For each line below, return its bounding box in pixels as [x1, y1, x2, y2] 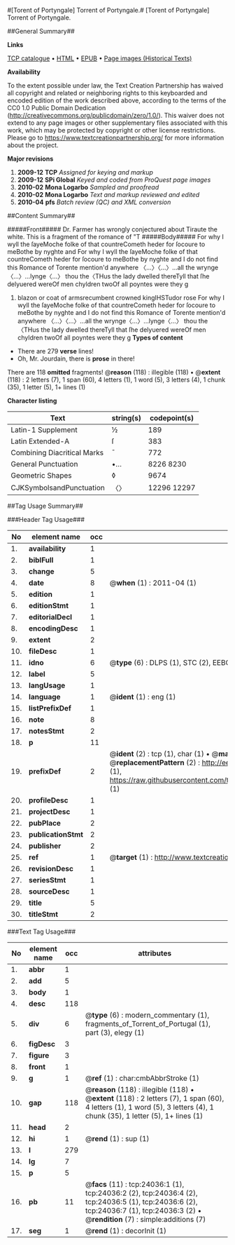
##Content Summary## [7, 212, 76, 220]
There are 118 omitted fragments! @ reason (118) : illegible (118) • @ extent [7, 368, 221, 376]
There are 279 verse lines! [17, 347, 94, 355]
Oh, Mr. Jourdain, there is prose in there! [17, 354, 135, 363]
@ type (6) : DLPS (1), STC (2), [109, 658, 211, 667]
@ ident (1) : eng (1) [109, 692, 176, 701]
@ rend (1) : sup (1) [85, 1134, 150, 1143]
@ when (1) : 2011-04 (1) [109, 578, 197, 588]
